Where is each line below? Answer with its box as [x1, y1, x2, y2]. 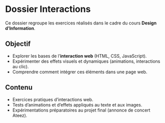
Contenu [5, 83, 33, 92]
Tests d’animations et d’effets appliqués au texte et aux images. [12, 102, 143, 108]
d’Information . [5, 25, 36, 31]
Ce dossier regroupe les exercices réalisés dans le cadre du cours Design [5, 20, 157, 26]
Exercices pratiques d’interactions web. [12, 96, 93, 103]
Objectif [5, 40, 31, 48]
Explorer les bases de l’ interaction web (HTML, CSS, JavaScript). [12, 53, 147, 59]
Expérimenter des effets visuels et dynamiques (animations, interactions [12, 58, 161, 64]
